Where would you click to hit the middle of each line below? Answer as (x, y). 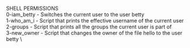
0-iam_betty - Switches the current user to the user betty (75, 14)
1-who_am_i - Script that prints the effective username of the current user (95, 21)
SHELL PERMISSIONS (32, 8)
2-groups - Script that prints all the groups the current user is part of (89, 27)
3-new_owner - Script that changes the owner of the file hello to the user (94, 33)
